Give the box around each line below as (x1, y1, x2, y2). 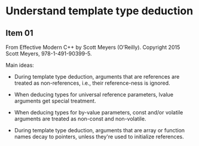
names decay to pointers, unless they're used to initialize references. (14, 133, 185, 140)
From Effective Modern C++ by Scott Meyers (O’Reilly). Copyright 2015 (5, 44, 180, 51)
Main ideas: (5, 61, 34, 69)
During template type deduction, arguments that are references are (14, 73, 180, 80)
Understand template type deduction (5, 4, 194, 18)
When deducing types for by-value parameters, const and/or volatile (14, 109, 183, 116)
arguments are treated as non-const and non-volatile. (14, 115, 146, 122)
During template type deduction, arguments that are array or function (14, 127, 185, 133)
